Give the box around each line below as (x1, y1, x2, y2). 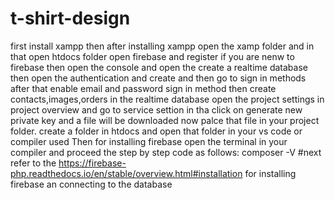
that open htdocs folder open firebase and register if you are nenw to (10, 50, 295, 62)
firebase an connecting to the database (10, 178, 173, 190)
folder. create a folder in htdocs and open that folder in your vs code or (10, 125, 303, 137)
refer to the (10, 157, 57, 169)
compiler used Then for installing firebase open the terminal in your (10, 135, 288, 147)
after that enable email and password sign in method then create (10, 82, 277, 94)
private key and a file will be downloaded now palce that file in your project (10, 114, 320, 126)
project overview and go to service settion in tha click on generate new (10, 103, 303, 116)
